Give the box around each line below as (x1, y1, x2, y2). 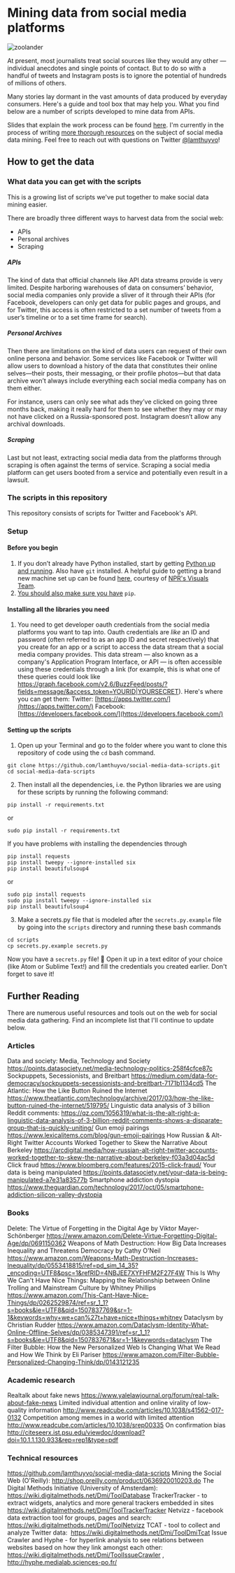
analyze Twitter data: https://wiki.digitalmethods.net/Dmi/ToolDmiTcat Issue (7, 1528, 227, 1537)
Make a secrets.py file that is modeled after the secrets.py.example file (17, 916, 222, 924)
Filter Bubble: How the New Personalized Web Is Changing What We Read (7, 1343, 220, 1351)
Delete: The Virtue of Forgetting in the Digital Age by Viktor (7, 1224, 177, 1232)
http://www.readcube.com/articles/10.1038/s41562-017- (62, 1406, 225, 1414)
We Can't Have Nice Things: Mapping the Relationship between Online (7, 1276, 211, 1284)
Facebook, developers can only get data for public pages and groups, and (7, 298, 221, 306)
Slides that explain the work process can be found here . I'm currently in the (7, 120, 225, 129)
